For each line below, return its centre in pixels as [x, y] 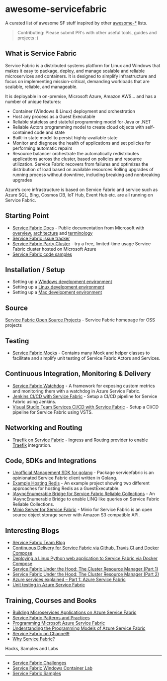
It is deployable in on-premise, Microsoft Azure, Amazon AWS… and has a [81, 96]
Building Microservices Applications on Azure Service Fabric [74, 612]
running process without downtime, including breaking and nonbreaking [86, 175]
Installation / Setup [35, 270]
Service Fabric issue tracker [41, 238]
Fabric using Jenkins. [34, 401]
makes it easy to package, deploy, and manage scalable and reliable [75, 71]
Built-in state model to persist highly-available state [65, 137]
